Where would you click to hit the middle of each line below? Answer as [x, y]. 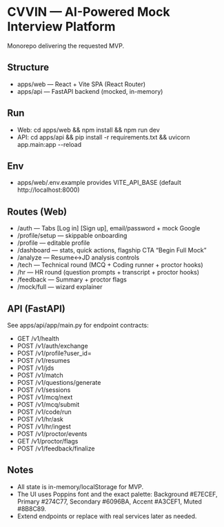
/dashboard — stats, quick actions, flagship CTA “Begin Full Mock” [112, 250]
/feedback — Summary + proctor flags [72, 279]
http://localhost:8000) [49, 190]
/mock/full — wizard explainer [60, 287]
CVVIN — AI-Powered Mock [89, 12]
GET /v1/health [38, 338]
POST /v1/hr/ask [40, 419]
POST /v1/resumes [43, 360]
